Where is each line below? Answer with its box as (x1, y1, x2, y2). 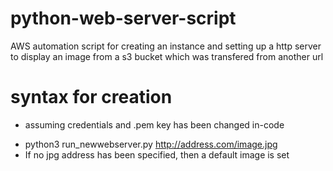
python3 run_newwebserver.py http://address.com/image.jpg (24, 138, 278, 150)
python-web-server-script (10, 7, 237, 30)
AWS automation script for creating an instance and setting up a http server (10, 40, 322, 52)
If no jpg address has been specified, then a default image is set (24, 148, 290, 161)
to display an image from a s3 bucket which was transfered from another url (10, 50, 324, 62)
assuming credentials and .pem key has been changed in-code (24, 118, 285, 131)
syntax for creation (10, 86, 173, 109)
